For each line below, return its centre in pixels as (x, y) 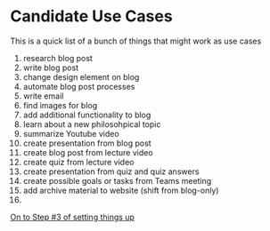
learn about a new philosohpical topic (92, 124)
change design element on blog (81, 76)
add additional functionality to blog (87, 115)
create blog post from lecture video (88, 152)
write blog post (51, 68)
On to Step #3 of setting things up (72, 217)
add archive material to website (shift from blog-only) (121, 190)
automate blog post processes (79, 86)
